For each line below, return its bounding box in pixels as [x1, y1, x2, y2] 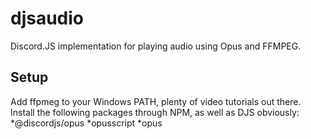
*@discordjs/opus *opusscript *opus [10, 117, 163, 129]
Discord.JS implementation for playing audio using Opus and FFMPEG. [10, 40, 302, 52]
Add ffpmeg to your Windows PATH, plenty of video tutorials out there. [10, 95, 302, 107]
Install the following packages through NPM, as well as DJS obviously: [10, 106, 300, 118]
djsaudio [10, 7, 85, 30]
